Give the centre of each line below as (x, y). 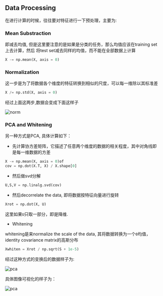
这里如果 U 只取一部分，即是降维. (37, 214)
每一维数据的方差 (33, 152)
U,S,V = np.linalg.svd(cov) (33, 185)
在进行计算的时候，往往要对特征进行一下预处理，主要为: (61, 20)
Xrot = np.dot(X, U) (26, 204)
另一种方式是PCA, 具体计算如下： (38, 136)
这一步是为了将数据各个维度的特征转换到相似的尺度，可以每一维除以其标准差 (81, 83)
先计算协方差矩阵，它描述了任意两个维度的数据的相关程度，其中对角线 (82, 146)
